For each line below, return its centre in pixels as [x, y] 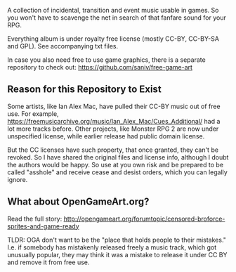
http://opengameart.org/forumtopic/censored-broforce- [144, 219]
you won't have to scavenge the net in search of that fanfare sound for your [117, 18]
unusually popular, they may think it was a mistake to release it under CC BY [117, 254]
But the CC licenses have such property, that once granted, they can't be [113, 150]
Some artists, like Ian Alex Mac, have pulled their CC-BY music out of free [114, 106]
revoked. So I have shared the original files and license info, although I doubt [118, 157]
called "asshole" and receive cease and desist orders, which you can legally [118, 172]
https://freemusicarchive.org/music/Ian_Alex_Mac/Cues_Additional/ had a [114, 121]
